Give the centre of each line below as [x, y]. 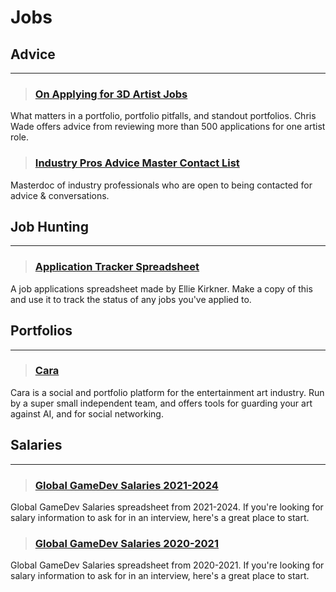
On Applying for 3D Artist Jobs [111, 94]
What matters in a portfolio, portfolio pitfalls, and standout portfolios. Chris [163, 116]
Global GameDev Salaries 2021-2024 [126, 485]
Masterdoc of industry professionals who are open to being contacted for [161, 185]
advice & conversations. [60, 195]
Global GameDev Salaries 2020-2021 [126, 543]
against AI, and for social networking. [87, 413]
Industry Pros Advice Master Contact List [137, 163]
